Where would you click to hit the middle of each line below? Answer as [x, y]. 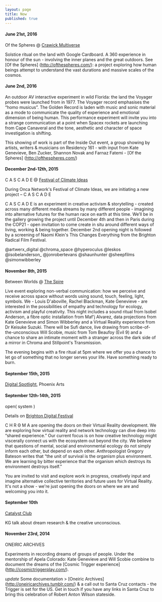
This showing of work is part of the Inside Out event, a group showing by [78, 142]
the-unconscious [22, 332]
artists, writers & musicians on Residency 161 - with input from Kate [72, 147]
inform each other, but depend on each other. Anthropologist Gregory [74, 451]
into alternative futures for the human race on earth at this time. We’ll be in [79, 214]
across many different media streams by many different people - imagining [79, 209]
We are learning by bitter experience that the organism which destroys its [78, 461]
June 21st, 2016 [21, 34]
